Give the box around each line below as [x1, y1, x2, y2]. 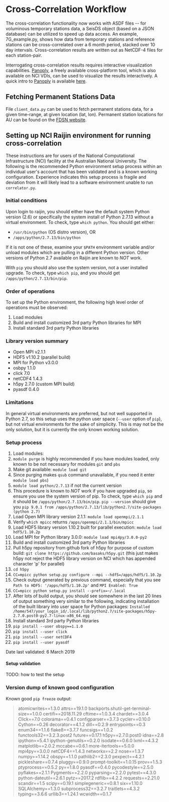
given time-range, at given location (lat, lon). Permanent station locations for [6, 111, 163, 117]
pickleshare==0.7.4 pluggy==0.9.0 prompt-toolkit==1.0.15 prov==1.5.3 [18, 759, 162, 765]
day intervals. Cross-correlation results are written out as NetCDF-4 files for [6, 47, 163, 53]
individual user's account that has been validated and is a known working [6, 169, 157, 175]
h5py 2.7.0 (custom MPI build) [13, 381, 75, 387]
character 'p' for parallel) [13, 561, 65, 567]
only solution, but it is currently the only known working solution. [6, 426, 139, 432]
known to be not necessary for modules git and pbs [13, 461, 121, 467]
